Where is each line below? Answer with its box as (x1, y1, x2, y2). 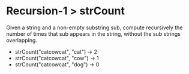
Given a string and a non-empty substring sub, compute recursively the (6, 24, 183, 31)
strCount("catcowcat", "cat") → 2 (14, 48, 98, 55)
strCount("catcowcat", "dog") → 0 (14, 61, 100, 68)
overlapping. (6, 36, 38, 44)
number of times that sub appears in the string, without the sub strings (6, 30, 181, 37)
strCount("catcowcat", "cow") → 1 (14, 54, 99, 61)
